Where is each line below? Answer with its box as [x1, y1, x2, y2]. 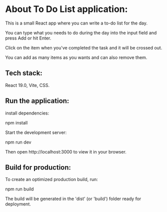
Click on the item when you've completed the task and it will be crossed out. [5, 44, 162, 50]
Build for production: [5, 163, 71, 171]
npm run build [5, 186, 34, 192]
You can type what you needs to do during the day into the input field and [5, 29, 157, 35]
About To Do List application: [5, 3, 128, 15]
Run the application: [5, 96, 69, 105]
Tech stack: [5, 69, 42, 77]
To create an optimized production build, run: [5, 176, 98, 182]
